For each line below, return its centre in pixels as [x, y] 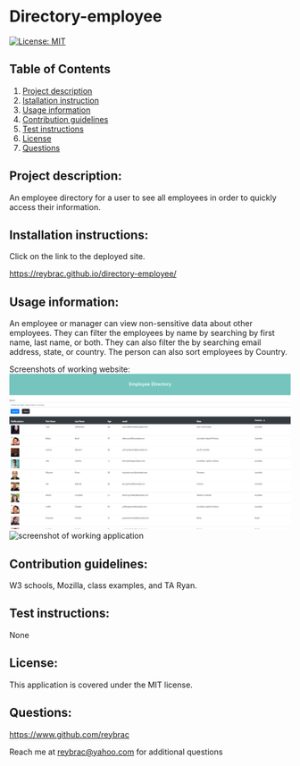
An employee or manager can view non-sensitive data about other [131, 324]
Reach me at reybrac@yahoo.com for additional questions [116, 752]
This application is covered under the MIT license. [101, 685]
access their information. [55, 206]
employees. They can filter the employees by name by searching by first [142, 333]
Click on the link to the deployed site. [77, 257]
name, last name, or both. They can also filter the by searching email [135, 342]
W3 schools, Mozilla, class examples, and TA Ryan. [104, 585]
